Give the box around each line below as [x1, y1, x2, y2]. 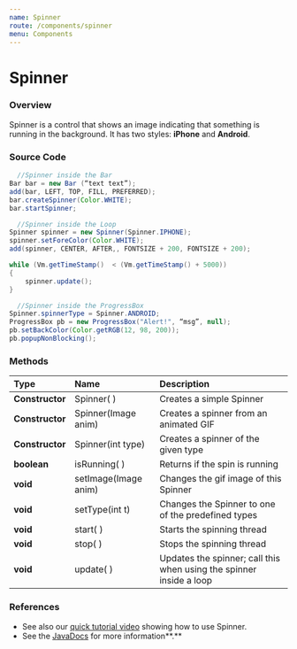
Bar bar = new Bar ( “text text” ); [9, 179, 137, 189]
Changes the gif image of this [158, 473, 282, 485]
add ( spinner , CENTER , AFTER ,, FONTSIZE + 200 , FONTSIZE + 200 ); [9, 244, 251, 253]
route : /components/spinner [9, 21, 113, 30]
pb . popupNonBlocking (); [9, 334, 97, 344]
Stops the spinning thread [158, 537, 267, 550]
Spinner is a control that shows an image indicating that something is [9, 119, 261, 129]
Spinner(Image [74, 407, 137, 420]
